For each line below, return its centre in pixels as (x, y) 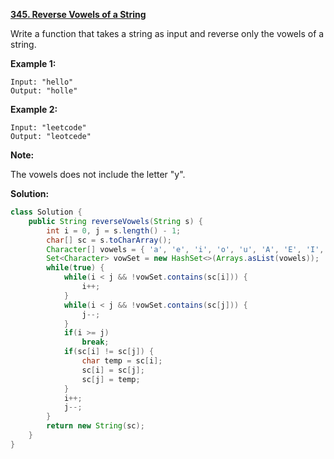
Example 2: (34, 109)
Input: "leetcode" (48, 128)
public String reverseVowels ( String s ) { (115, 221)
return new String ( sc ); (95, 426)
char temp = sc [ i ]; (122, 361)
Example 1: (33, 63)
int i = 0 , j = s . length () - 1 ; (114, 230)
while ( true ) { (75, 268)
